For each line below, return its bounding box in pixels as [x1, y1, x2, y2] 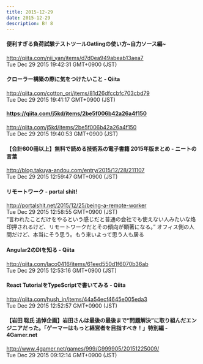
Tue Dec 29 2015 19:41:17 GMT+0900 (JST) [6, 96, 116, 103]
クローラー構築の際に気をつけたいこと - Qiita [6, 75, 120, 83]
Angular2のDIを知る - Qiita [6, 246, 75, 253]
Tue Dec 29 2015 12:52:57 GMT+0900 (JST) [6, 301, 117, 309]
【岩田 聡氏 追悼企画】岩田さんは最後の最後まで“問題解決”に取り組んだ [6, 317, 186, 324]
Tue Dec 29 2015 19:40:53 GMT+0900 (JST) [6, 130, 118, 137]
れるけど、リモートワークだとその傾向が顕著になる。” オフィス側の [22, 223, 190, 230]
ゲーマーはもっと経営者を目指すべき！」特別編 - [46, 324, 168, 332]
